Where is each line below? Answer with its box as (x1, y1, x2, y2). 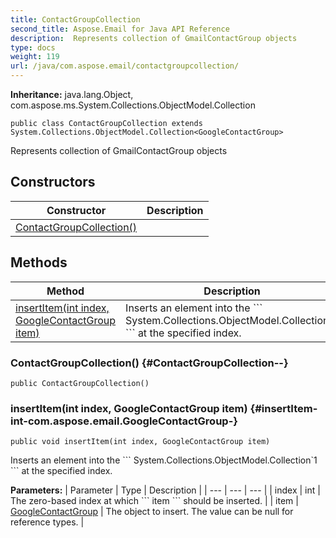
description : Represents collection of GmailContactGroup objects (10, 33, 298, 43)
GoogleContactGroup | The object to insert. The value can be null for (10, 506, 294, 518)
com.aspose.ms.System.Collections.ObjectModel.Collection (10, 99, 256, 111)
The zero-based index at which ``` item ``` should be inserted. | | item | (10, 495, 299, 507)
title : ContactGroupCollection (10, 14, 141, 25)
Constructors (10, 174, 96, 191)
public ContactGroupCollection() (10, 378, 150, 388)
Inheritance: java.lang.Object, (10, 89, 134, 100)
